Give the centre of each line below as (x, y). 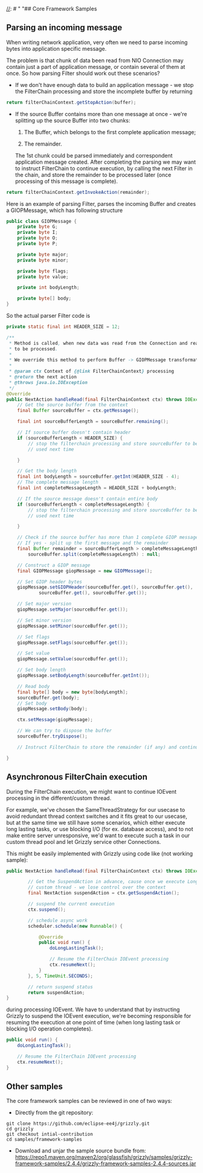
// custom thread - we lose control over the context (97, 887)
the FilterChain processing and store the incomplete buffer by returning (104, 91)
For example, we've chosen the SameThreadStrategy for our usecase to (96, 809)
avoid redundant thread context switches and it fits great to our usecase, (97, 816)
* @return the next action (43, 377)
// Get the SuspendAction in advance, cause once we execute (107, 882)
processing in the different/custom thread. (59, 798)
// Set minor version (44, 620)
